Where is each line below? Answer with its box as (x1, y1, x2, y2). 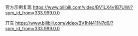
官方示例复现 (5, 4, 32, 10)
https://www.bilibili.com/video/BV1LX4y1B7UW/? (32, 4, 133, 10)
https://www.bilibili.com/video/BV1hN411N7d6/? (15, 20, 114, 26)
